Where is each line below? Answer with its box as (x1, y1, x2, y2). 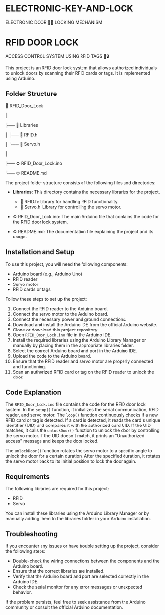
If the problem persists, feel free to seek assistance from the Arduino (5, 599, 146, 605)
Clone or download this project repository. (12, 327, 99, 332)
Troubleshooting (5, 530, 58, 538)
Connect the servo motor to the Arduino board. (12, 311, 109, 317)
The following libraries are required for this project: (5, 486, 109, 492)
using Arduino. (5, 75, 36, 81)
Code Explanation (5, 388, 61, 396)
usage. (12, 234, 27, 239)
